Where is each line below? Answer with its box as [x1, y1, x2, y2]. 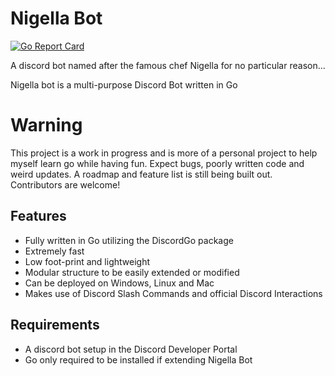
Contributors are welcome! [10, 178, 121, 191]
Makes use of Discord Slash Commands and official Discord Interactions [24, 287, 323, 299]
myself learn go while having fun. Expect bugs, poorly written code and [10, 157, 305, 169]
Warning [10, 114, 83, 137]
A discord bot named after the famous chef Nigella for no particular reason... [10, 59, 326, 71]
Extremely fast [24, 245, 85, 257]
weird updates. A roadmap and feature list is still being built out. [10, 168, 273, 180]
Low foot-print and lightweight [24, 255, 150, 267]
